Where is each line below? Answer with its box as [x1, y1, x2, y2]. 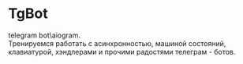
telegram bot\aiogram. [8, 30, 81, 40]
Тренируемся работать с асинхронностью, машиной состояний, [8, 38, 226, 48]
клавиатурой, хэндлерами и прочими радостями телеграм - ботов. [8, 47, 236, 56]
